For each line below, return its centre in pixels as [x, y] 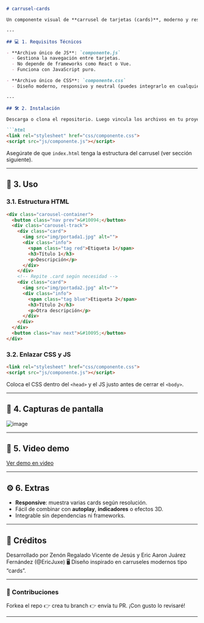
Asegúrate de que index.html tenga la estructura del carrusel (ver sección [99, 153]
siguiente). [20, 159]
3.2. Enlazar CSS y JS [39, 354]
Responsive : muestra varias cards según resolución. [81, 503]
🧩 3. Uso [22, 185]
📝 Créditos [26, 541]
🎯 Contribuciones [32, 592]
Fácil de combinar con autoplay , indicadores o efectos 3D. [89, 509]
